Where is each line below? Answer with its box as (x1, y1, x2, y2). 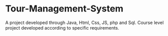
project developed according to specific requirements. (5, 24, 120, 30)
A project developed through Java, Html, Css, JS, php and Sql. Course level (5, 19, 164, 25)
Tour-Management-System (5, 3, 124, 14)
